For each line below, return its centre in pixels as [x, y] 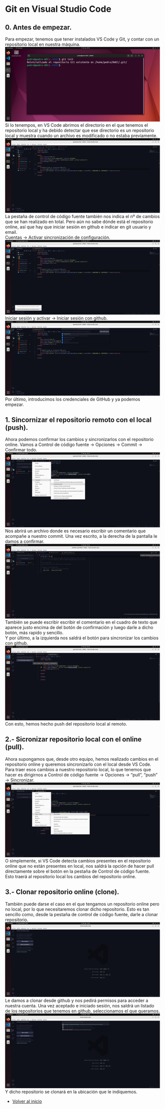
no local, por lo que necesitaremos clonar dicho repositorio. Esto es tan [77, 909]
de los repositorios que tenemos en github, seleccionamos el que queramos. [82, 1011]
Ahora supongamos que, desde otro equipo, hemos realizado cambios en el [82, 759]
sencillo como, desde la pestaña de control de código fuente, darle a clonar [82, 914]
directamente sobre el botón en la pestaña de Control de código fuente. [78, 871]
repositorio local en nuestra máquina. [43, 44]
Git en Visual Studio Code [58, 9]
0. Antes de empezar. [39, 27]
